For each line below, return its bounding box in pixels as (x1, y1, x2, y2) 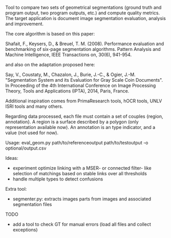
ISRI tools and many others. (5, 103, 63, 109)
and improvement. (5, 21, 44, 27)
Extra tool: (5, 186, 27, 192)
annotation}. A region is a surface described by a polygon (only (5, 119, 139, 125)
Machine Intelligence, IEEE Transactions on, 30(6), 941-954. (5, 51, 132, 58)
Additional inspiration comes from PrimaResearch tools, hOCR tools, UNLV (5, 98, 162, 104)
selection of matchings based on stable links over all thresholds (12, 171, 147, 176)
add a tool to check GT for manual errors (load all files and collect (12, 221, 151, 227)
